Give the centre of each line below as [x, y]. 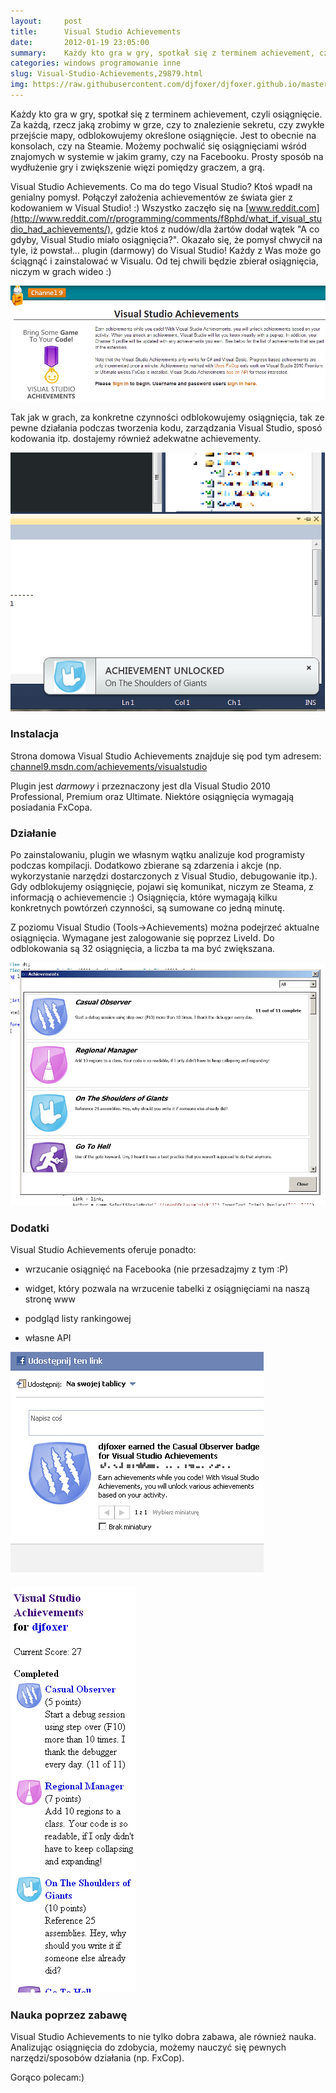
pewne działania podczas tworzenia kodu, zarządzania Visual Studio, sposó [166, 427]
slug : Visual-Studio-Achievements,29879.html [106, 74]
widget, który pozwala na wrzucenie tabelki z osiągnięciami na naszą [167, 1288]
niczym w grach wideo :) [61, 271]
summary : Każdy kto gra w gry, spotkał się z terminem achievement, [162, 53]
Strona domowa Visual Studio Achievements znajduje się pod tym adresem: [166, 756]
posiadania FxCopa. [51, 807]
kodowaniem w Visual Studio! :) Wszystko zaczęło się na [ [130, 207]
